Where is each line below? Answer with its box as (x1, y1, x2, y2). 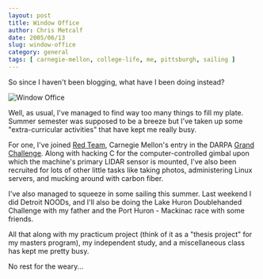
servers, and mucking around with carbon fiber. (8, 173, 164, 183)
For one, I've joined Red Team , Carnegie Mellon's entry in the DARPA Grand (8, 140, 255, 149)
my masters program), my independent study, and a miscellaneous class (8, 238, 246, 247)
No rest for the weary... (8, 262, 84, 271)
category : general (8, 48, 69, 56)
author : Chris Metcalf (8, 26, 83, 34)
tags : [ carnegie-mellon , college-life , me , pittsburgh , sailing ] (8, 56, 236, 64)
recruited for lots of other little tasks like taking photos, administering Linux (8, 165, 253, 175)
